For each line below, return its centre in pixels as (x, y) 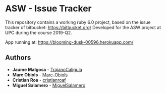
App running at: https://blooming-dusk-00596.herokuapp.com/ (69, 42)
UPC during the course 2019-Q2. (39, 32)
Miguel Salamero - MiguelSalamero (49, 85)
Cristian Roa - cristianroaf (39, 80)
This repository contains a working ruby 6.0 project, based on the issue (78, 22)
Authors (18, 58)
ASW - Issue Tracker (48, 9)
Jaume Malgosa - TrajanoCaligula (47, 69)
